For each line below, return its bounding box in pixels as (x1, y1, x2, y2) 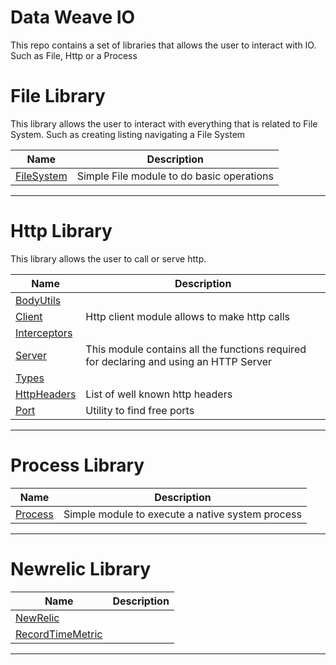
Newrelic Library (10, 557, 152, 580)
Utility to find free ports (85, 403, 195, 417)
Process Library (10, 454, 145, 476)
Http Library (10, 220, 113, 243)
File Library (10, 85, 106, 108)
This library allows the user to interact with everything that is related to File (10, 117, 318, 130)
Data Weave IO (10, 6, 136, 29)
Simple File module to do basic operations (76, 169, 274, 183)
